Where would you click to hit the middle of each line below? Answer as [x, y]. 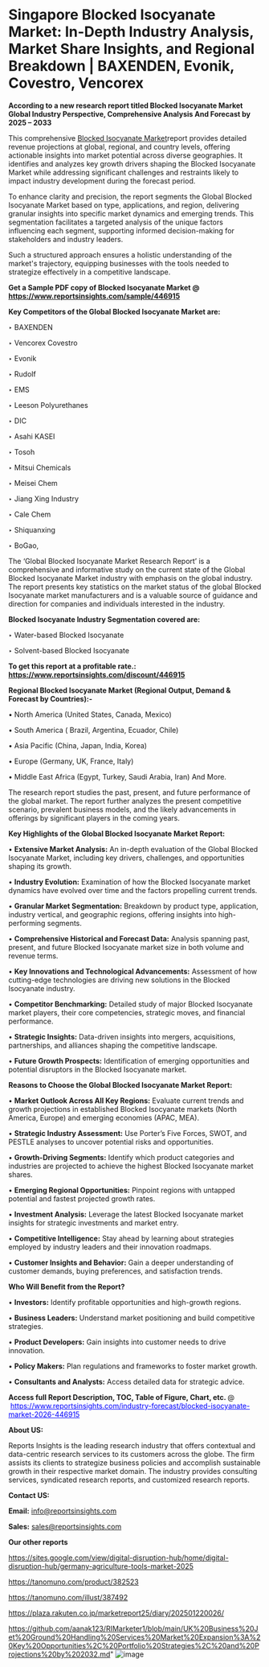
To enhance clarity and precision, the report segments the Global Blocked [130, 196]
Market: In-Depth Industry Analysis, [131, 32]
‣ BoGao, [24, 545]
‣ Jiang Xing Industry [43, 498]
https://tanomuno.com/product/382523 [73, 1582]
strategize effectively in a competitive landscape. [90, 272]
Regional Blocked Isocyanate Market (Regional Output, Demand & [120, 690]
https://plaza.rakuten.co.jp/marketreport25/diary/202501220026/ [116, 1613]
